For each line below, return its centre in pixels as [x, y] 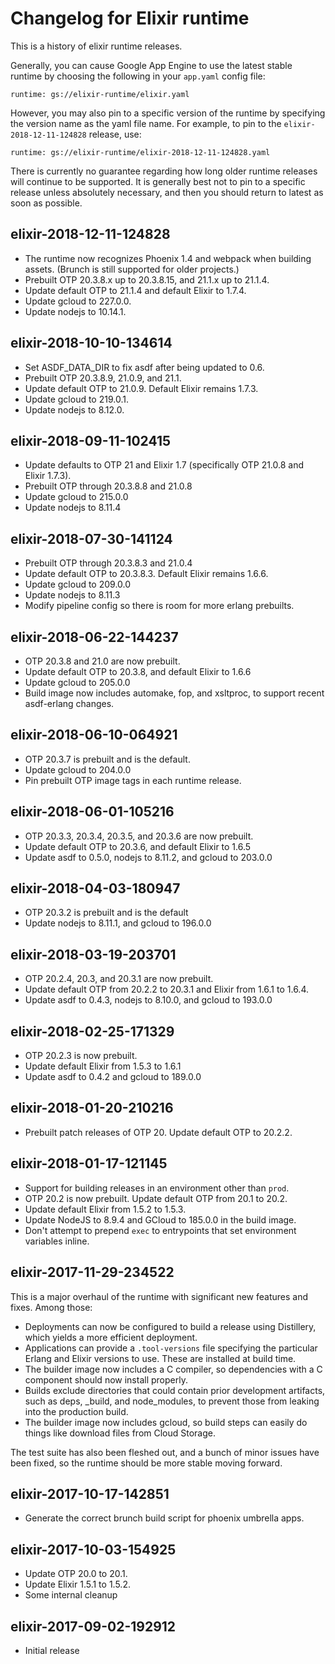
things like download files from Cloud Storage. [120, 1433]
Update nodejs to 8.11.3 [72, 595]
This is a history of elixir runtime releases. [96, 46]
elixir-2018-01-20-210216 [92, 1108]
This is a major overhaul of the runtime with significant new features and [159, 1296]
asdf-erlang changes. [69, 703]
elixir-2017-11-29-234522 [92, 1272]
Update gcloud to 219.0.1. [76, 399]
